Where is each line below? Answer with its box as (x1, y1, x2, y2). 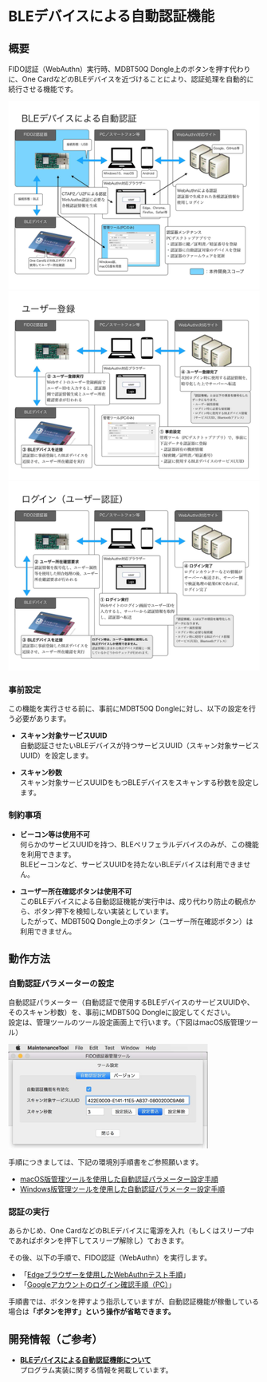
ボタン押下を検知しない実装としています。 (33, 906, 173, 916)
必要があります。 (14, 714, 71, 723)
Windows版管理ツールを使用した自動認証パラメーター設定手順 (19, 1184, 226, 1193)
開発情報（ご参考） (8, 1332, 103, 1346)
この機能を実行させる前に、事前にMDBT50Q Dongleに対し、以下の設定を (8, 704, 249, 714)
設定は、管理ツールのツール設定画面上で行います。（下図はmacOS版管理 (8, 1018, 245, 1027)
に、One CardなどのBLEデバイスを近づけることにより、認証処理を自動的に (8, 74, 254, 84)
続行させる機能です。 (8, 85, 78, 94)
